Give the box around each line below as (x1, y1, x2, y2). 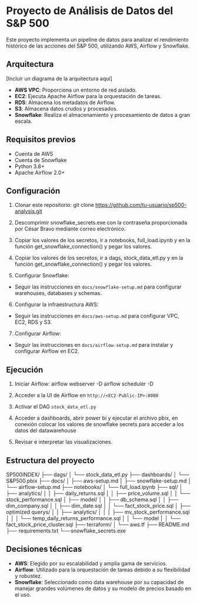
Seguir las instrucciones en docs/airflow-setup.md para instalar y (14, 341, 173, 349)
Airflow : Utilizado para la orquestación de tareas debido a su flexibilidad (14, 566, 191, 573)
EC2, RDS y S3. (14, 319, 52, 326)
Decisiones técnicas (6, 544, 82, 554)
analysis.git (14, 207, 42, 215)
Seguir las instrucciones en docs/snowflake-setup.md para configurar (14, 283, 182, 290)
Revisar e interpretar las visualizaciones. (14, 438, 113, 445)
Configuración (6, 186, 61, 196)
